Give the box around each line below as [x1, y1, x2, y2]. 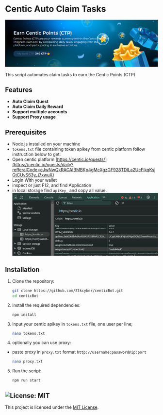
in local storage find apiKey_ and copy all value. [12, 188, 107, 193]
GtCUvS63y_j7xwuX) [12, 172, 54, 178]
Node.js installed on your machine [12, 141, 81, 147]
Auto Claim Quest [12, 99, 49, 104]
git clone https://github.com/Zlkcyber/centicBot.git [12, 288, 123, 293]
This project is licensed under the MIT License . [5, 404, 99, 410]
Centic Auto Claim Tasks [5, 3, 106, 15]
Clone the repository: [12, 278, 55, 284]
